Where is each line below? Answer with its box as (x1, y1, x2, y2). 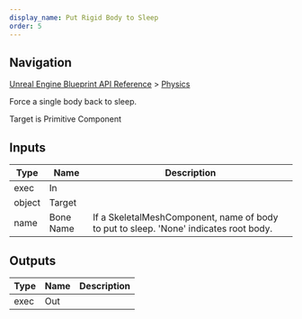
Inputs (9, 140, 47, 155)
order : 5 (9, 22, 42, 31)
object (13, 196, 40, 209)
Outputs (9, 253, 57, 269)
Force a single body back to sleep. (9, 96, 138, 107)
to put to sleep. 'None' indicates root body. (93, 223, 273, 235)
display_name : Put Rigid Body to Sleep (9, 13, 159, 23)
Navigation (9, 55, 72, 70)
